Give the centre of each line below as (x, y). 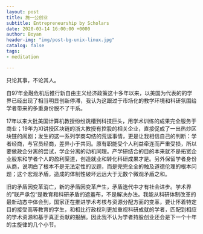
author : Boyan (24, 34)
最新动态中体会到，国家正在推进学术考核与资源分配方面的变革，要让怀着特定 (101, 202)
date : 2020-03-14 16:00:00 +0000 (48, 29)
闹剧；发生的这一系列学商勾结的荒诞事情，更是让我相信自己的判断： (107, 136)
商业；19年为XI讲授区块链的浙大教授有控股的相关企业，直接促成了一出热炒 (99, 128)
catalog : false (25, 46)
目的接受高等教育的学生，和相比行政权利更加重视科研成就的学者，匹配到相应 (101, 209)
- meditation (23, 57)
